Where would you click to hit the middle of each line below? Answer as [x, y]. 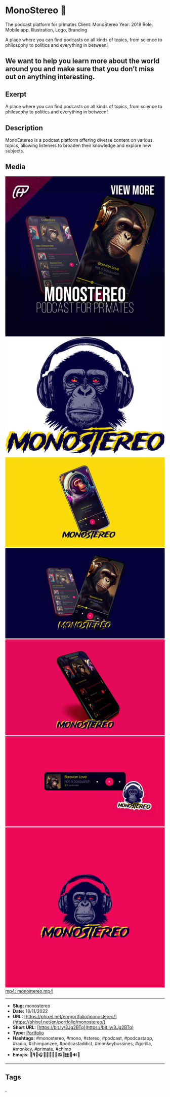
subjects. [15, 151]
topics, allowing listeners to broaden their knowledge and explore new [78, 145]
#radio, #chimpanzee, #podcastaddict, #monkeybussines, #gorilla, [82, 1043]
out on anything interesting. [50, 77]
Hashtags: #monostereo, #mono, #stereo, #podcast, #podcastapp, [83, 1038]
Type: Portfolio [28, 1032]
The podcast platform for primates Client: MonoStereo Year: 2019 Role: [79, 24]
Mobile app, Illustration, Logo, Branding [46, 29]
